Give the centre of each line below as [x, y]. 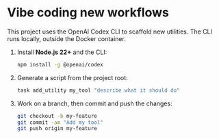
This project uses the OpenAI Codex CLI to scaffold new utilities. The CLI [110, 31]
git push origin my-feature [57, 129]
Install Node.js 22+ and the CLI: [62, 52]
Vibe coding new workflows [88, 13]
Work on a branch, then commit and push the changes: [94, 103]
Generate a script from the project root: [72, 77]
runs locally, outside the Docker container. [67, 38]
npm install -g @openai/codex [60, 64]
